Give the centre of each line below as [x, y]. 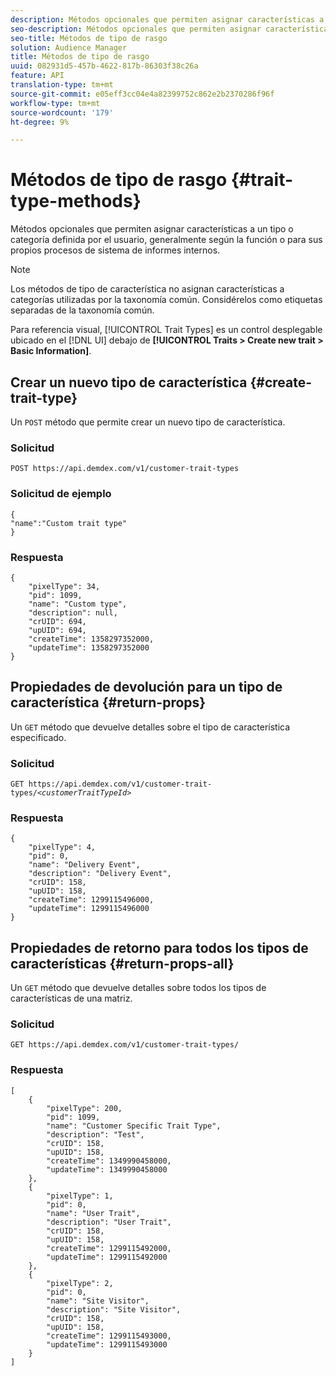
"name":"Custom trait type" [69, 523]
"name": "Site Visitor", [98, 1301]
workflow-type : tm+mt [55, 103]
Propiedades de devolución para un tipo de [146, 687]
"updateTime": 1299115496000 [89, 909]
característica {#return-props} [108, 702]
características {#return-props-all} [122, 963]
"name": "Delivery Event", [84, 865]
